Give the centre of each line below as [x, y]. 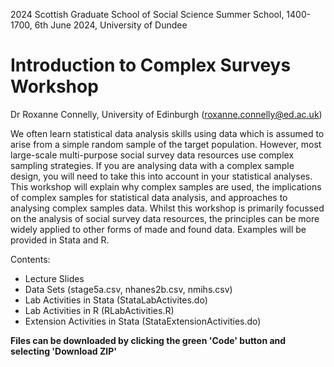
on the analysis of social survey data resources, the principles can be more [165, 218]
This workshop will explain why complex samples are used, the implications [166, 186]
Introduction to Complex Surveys [151, 65]
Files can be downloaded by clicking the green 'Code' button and [148, 340]
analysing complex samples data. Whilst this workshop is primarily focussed [167, 208]
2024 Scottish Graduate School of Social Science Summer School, [147, 14]
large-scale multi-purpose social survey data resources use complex [152, 155]
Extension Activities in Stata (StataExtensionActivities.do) [143, 321]
